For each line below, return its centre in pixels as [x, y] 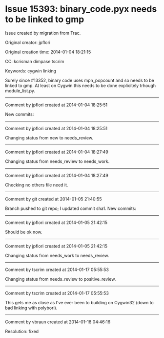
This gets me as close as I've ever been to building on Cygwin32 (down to [79, 302]
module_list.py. [20, 90]
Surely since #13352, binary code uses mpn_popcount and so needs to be [80, 80]
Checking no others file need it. [37, 185]
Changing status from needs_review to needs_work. [57, 161]
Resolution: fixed [22, 331]
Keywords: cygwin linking [31, 71]
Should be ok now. [24, 232]
